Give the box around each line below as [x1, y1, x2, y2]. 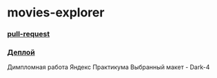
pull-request [7, 29, 50, 39]
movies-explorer [7, 5, 105, 21]
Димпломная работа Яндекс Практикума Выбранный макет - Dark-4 [7, 63, 210, 71]
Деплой [7, 48, 36, 57]
